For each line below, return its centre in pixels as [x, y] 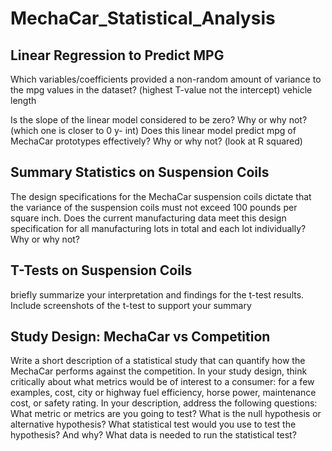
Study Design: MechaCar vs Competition [140, 337]
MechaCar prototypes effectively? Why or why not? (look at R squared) [156, 141]
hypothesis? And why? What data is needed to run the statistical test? [153, 435]
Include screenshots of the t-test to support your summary [131, 305]
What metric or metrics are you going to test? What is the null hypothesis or [166, 414]
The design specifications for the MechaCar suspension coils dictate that [161, 196]
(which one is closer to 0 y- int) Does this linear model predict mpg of [153, 130]
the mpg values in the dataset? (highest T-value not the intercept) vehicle [161, 90]
